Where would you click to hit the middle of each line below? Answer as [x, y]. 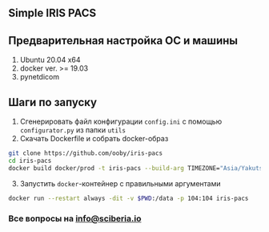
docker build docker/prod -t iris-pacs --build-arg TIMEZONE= [114, 168]
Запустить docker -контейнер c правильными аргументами [120, 183]
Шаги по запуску [53, 102]
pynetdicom [40, 77]
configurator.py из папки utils [73, 130]
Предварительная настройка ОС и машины [123, 41]
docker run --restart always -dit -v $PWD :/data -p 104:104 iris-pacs [128, 198]
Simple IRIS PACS [52, 13]
